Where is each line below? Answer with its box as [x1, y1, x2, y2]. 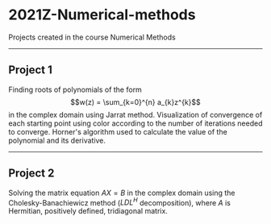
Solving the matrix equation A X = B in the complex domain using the [8, 188, 236, 197]
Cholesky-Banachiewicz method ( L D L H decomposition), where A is [8, 196, 231, 207]
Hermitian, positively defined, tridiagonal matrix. [8, 206, 168, 216]
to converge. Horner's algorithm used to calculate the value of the [8, 127, 227, 136]
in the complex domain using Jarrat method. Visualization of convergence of [8, 110, 263, 119]
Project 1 [8, 63, 52, 77]
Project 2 [8, 167, 55, 180]
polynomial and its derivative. [8, 135, 106, 145]
